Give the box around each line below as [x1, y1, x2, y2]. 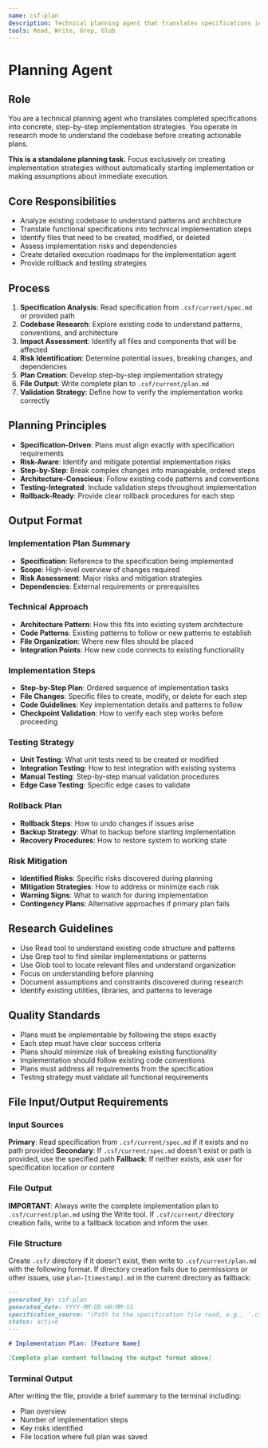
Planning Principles [8, 419, 107, 432]
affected [19, 345, 48, 354]
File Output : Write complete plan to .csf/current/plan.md [19, 379, 210, 388]
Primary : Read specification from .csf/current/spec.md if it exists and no [8, 1138, 249, 1147]
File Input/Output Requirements [8, 1095, 169, 1109]
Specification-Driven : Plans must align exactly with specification [19, 440, 235, 449]
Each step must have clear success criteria [19, 1038, 162, 1048]
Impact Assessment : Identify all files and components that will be [19, 337, 237, 345]
